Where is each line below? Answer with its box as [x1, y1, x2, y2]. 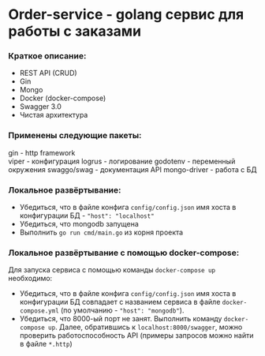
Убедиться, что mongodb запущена [19, 219, 140, 229]
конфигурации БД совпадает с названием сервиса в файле [19, 298, 221, 307]
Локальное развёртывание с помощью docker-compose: [8, 247, 240, 258]
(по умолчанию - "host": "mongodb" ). [60, 305, 185, 315]
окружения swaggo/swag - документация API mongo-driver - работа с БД [8, 164, 258, 174]
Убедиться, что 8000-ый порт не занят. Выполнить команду [19, 314, 222, 324]
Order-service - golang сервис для [8, 6, 244, 24]
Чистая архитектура [19, 111, 88, 120]
